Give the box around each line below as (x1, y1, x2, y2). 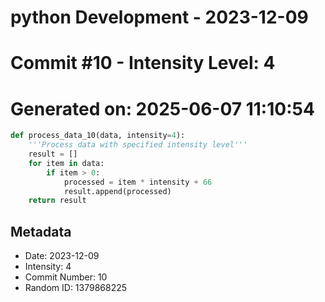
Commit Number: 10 (24, 271, 108, 283)
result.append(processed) (63, 186, 172, 196)
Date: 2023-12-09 (24, 250, 100, 262)
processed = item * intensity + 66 (63, 177, 213, 187)
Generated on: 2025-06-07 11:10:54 (10, 97, 315, 120)
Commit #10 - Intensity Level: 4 (10, 52, 276, 75)
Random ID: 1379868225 (24, 282, 128, 294)
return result (28, 196, 87, 206)
